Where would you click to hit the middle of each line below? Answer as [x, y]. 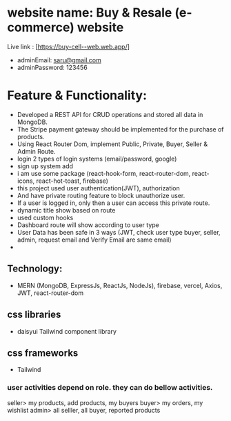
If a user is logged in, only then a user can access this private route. [113, 203]
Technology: [35, 269]
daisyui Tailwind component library [67, 331]
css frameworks [43, 353]
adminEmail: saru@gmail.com [59, 60]
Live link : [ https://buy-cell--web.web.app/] [68, 46]
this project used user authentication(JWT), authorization [99, 188]
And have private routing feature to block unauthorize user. [101, 195]
